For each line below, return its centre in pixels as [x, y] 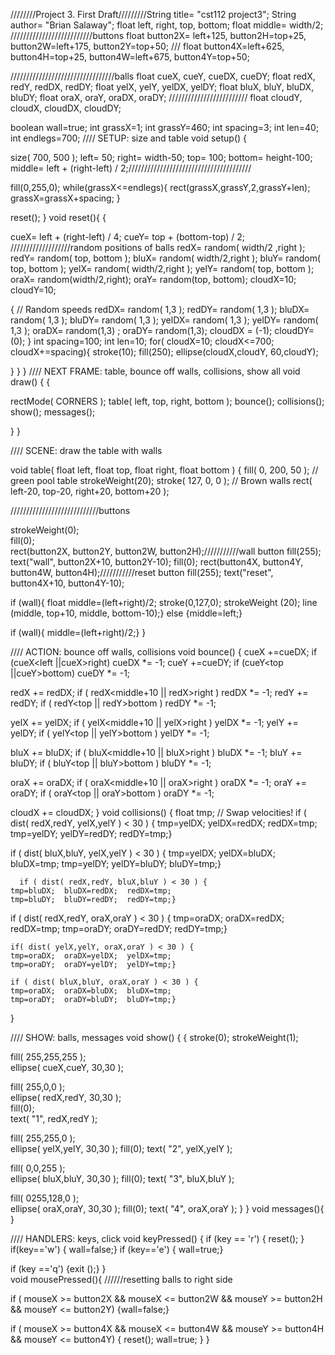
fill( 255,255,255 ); [48, 1057]
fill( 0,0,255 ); [38, 1168]
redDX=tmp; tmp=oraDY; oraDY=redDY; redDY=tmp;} [119, 928]
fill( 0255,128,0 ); [45, 1198]
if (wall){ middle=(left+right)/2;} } [78, 632]
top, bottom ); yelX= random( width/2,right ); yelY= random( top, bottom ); [162, 268]
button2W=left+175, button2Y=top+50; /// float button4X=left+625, [147, 46]
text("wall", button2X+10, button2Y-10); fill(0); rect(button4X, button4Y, [157, 562]
